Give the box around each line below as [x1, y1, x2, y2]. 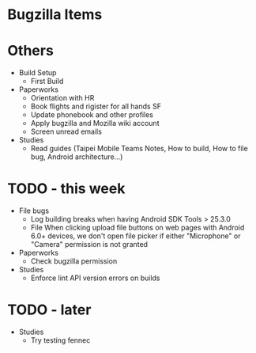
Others [7, 42, 55, 60]
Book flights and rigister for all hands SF [30, 101, 161, 112]
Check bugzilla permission [30, 256, 118, 266]
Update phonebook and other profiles [30, 110, 154, 120]
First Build [30, 77, 64, 86]
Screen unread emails [30, 127, 102, 136]
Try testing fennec [30, 336, 91, 345]
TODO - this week [7, 180, 126, 198]
